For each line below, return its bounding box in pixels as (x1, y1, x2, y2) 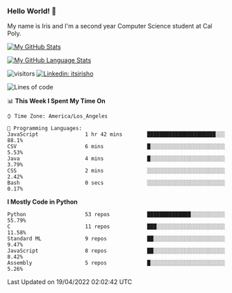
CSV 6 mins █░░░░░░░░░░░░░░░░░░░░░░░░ (7, 143, 226, 150)
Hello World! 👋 (7, 6, 57, 16)
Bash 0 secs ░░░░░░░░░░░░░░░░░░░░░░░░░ (7, 179, 226, 186)
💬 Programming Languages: (7, 125, 82, 132)
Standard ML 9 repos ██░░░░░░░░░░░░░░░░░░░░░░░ (7, 236, 226, 242)
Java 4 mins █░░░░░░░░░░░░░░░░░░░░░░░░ (7, 155, 226, 162)
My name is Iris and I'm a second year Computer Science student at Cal (7, 22, 213, 30)
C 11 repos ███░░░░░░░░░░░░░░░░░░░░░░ (7, 223, 226, 231)
